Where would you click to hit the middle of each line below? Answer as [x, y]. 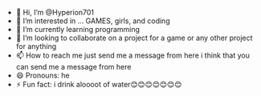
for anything [36, 46]
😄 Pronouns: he [43, 75]
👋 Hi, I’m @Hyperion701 [55, 12]
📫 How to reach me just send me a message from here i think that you [133, 55]
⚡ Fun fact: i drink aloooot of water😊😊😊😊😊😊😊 [99, 84]
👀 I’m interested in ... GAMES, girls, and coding [93, 21]
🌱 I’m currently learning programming [78, 29]
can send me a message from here [73, 67]
